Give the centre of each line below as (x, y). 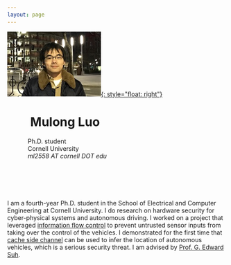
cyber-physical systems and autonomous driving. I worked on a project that (115, 217)
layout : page (26, 15)
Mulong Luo (65, 122)
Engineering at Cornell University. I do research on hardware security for (111, 210)
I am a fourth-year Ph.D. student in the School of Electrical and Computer (112, 203)
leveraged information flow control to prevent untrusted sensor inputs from (114, 225)
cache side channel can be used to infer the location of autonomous (105, 239)
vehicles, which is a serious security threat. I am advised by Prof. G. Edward (115, 247)
